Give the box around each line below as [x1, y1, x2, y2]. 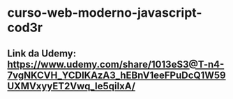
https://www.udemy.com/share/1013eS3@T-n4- [7, 58, 225, 70]
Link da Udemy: [7, 47, 77, 59]
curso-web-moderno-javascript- [7, 5, 202, 21]
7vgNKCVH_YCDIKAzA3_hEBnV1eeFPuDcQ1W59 [7, 69, 226, 81]
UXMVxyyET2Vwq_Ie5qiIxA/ [7, 80, 136, 92]
